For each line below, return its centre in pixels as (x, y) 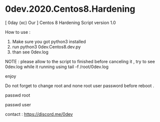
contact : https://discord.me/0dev (39, 114)
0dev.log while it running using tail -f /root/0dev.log (57, 67)
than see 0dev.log (30, 52)
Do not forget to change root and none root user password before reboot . (80, 85)
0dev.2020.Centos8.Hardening (70, 9)
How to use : (18, 32)
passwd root (18, 95)
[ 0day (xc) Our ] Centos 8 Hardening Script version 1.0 (60, 23)
